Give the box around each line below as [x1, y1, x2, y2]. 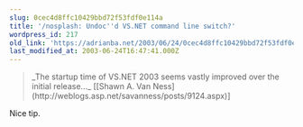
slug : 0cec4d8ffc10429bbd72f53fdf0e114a [9, 13, 164, 23]
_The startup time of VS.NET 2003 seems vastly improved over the [31, 71, 280, 82]
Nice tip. [9, 108, 41, 119]
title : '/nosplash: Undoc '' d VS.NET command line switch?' [9, 22, 236, 31]
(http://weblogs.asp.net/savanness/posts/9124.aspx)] [31, 91, 231, 102]
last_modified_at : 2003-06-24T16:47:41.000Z [9, 47, 179, 56]
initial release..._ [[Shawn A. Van [31, 81, 151, 92]
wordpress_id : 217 [9, 30, 78, 39]
